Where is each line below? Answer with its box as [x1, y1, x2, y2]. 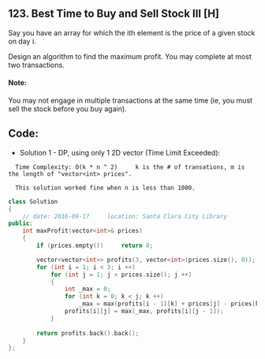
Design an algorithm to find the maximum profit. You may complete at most [8, 51, 252, 61]
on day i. [8, 36, 37, 46]
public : [8, 219, 34, 228]
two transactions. [8, 60, 65, 69]
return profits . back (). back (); [36, 329, 140, 337]
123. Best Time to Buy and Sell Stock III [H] [8, 7, 219, 21]
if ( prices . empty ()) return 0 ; [36, 241, 154, 250]
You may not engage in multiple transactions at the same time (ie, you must [8, 95, 253, 106]
